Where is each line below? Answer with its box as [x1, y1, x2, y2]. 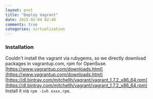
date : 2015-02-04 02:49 [5, 17, 56, 22]
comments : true [5, 22, 38, 27]
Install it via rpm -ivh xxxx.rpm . [5, 88, 71, 94]
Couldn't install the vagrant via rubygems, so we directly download [5, 55, 146, 62]
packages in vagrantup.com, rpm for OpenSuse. [5, 61, 107, 67]
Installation [5, 44, 34, 51]
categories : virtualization [5, 27, 65, 32]
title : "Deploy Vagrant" [5, 12, 58, 17]
